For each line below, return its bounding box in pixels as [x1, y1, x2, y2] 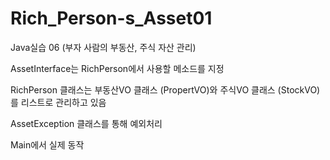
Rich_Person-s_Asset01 [10, 7, 213, 30]
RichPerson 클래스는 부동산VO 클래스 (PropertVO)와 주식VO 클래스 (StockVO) [10, 83, 321, 96]
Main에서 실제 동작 [10, 138, 85, 151]
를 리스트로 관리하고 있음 [10, 96, 107, 108]
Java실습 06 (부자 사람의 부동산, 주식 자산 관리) [10, 41, 197, 53]
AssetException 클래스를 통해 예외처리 [10, 117, 163, 129]
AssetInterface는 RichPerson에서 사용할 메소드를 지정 [10, 62, 225, 74]
